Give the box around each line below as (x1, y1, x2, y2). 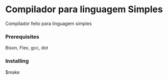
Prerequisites (5, 33, 39, 40)
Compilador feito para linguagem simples (5, 20, 92, 26)
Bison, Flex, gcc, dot (5, 45, 49, 51)
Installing (5, 58, 29, 65)
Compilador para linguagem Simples (5, 4, 163, 15)
